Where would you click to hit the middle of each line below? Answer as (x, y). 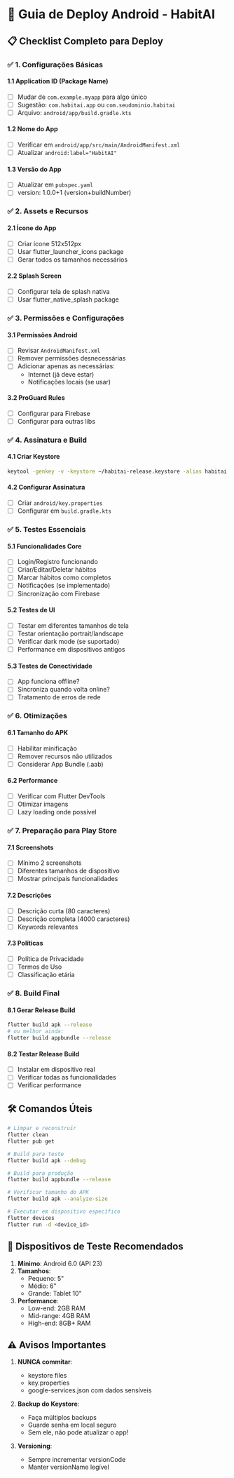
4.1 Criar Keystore (34, 457)
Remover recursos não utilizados (65, 756)
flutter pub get (31, 1141)
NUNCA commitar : (45, 1362)
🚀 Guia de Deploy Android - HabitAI (111, 14)
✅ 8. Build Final (34, 993)
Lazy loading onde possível (57, 812)
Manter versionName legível (69, 1467)
